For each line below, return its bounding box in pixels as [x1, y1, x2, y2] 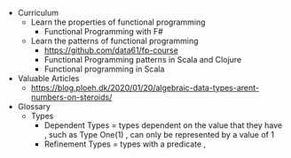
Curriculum [17, 8, 59, 18]
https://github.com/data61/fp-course [43, 45, 179, 56]
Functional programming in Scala [43, 64, 165, 74]
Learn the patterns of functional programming [30, 35, 199, 46]
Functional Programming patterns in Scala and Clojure [43, 55, 242, 64]
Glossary [17, 102, 51, 111]
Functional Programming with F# [43, 26, 164, 36]
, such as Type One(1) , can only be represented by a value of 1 [43, 130, 275, 139]
